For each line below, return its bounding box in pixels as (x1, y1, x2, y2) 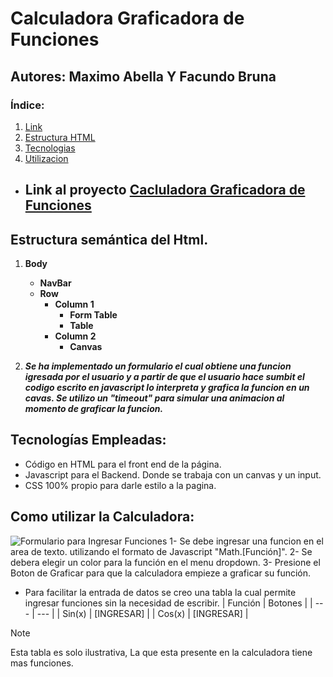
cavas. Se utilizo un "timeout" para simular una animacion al (24, 392, 285, 404)
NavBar (39, 277, 72, 289)
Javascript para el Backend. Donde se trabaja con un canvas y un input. (24, 468, 322, 481)
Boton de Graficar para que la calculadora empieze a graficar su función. (10, 567, 312, 579)
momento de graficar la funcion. (24, 403, 164, 415)
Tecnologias (24, 142, 76, 154)
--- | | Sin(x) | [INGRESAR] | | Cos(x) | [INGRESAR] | (36, 607, 249, 619)
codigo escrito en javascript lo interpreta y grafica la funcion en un (24, 382, 310, 394)
